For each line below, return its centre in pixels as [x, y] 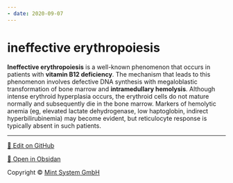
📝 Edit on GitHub [31, 145]
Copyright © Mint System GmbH [54, 172]
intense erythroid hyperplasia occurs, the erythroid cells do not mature [108, 96]
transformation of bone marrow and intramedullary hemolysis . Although [111, 89]
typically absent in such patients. [54, 126]
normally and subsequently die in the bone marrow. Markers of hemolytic [112, 104]
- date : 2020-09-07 [35, 13]
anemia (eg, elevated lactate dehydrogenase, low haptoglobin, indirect [108, 110]
